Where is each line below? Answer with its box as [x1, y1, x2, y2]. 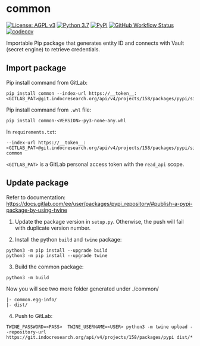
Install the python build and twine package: [14, 236, 122, 243]
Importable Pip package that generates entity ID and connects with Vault [6, 39, 185, 47]
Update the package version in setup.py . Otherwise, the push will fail [14, 218, 184, 225]
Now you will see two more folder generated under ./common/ [6, 285, 159, 292]
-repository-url [6, 329, 46, 335]
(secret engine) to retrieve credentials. [6, 45, 100, 52]
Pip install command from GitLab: [6, 79, 88, 86]
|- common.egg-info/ [6, 296, 58, 302]
